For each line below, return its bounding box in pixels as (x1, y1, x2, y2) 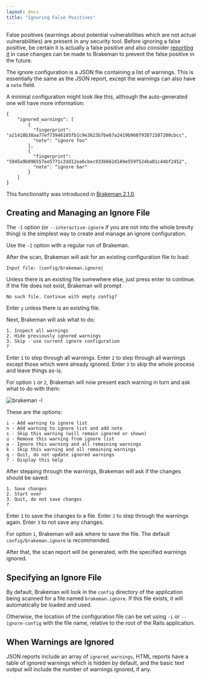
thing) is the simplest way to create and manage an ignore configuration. (6, 230, 187, 237)
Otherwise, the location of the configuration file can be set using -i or (6, 613, 180, 620)
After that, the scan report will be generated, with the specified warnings (6, 549, 187, 556)
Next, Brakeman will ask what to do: (6, 316, 95, 324)
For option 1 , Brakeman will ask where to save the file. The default (6, 531, 170, 538)
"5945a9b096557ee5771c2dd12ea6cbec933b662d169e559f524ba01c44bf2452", (6, 158, 188, 165)
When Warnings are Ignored (6, 637, 115, 647)
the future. (6, 57, 33, 64)
